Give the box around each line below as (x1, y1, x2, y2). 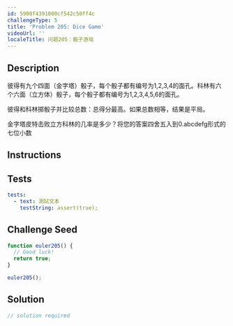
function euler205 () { (7, 242, 73, 249)
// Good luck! (13, 249, 54, 255)
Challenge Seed (7, 224, 78, 236)
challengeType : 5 (7, 17, 58, 24)
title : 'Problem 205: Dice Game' (7, 23, 105, 30)
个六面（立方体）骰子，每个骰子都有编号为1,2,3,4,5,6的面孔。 (7, 90, 183, 98)
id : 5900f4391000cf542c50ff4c (7, 10, 96, 17)
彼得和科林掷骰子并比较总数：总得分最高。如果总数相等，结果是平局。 (7, 105, 209, 113)
